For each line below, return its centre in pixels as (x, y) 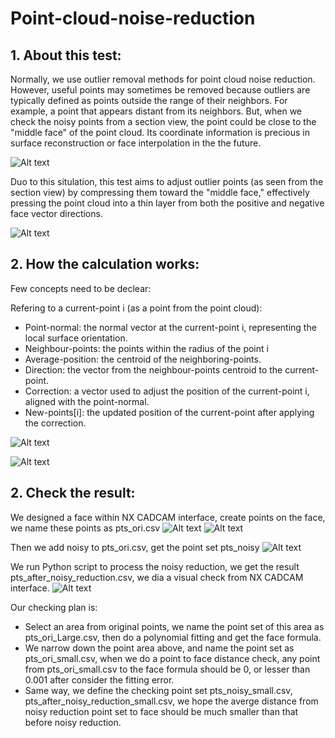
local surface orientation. (76, 338)
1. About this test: (66, 55)
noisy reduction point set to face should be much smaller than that (161, 711)
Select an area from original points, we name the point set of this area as (174, 626)
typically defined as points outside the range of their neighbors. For (149, 100)
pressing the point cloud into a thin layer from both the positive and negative (167, 203)
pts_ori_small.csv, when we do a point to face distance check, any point (172, 658)
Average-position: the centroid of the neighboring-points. (143, 359)
